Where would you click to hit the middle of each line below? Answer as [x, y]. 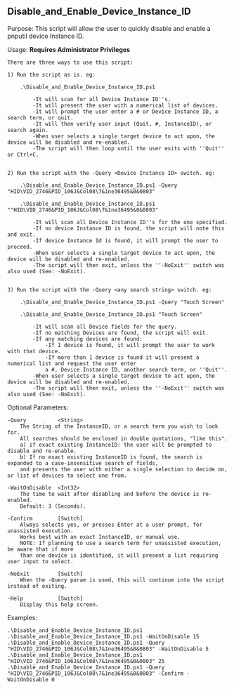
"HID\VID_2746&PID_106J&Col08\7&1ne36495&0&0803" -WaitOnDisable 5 [108, 649]
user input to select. [40, 561]
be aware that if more [40, 549]
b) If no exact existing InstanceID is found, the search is [111, 457]
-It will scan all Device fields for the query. [105, 327]
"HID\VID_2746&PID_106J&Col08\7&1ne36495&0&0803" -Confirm [96, 674]
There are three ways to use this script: [70, 63]
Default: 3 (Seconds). [53, 506]
